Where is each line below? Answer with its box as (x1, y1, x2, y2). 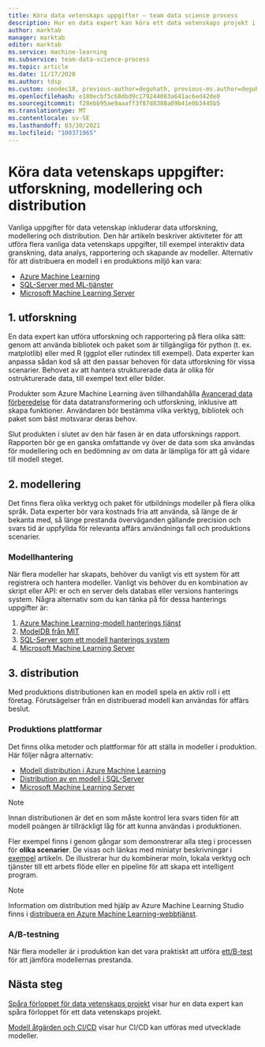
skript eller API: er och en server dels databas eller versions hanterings (8, 586, 239, 596)
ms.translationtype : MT (8, 107, 87, 115)
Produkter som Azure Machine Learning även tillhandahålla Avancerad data (8, 389, 253, 398)
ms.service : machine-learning (8, 48, 108, 56)
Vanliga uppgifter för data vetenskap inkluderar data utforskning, (8, 222, 218, 232)
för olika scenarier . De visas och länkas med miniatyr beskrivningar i (8, 845, 233, 854)
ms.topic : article (8, 63, 69, 71)
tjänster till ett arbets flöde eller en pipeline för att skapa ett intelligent (8, 862, 234, 871)
